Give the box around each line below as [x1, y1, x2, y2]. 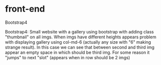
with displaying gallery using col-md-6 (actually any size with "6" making [5, 39, 151, 45]
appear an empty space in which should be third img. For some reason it [5, 49, 150, 55]
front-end [5, 3, 45, 15]
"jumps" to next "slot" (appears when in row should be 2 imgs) [5, 54, 130, 60]
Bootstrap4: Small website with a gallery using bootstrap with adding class [5, 29, 154, 34]
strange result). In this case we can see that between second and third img [5, 44, 155, 50]
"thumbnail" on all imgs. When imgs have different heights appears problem [5, 34, 157, 40]
